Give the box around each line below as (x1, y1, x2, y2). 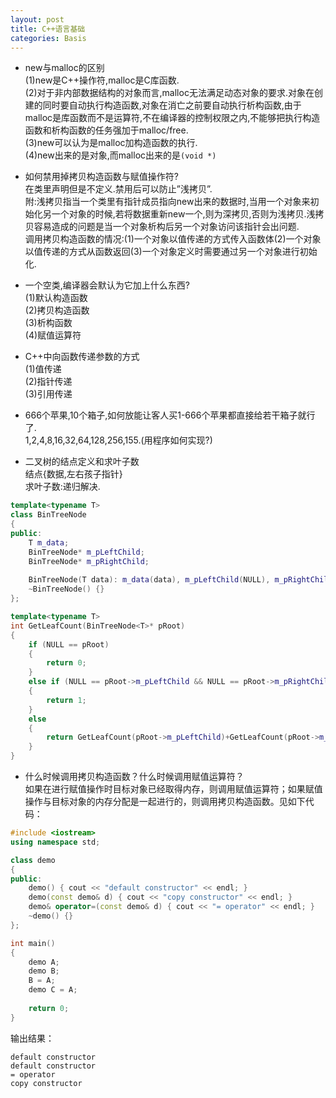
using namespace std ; (10, 837, 101, 847)
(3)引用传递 (24, 388, 73, 400)
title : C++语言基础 (10, 24, 86, 34)
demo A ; (28, 957, 60, 967)
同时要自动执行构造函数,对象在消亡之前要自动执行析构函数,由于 (42, 99, 302, 111)
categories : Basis (10, 33, 87, 43)
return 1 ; (46, 695, 87, 705)
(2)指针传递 (24, 376, 73, 388)
